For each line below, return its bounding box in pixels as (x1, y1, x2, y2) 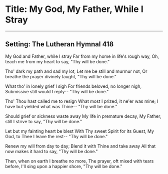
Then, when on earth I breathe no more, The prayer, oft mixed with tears (5, 158, 154, 164)
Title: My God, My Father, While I (5, 3, 143, 15)
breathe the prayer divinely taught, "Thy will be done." (5, 73, 116, 79)
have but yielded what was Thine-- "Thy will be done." (5, 103, 117, 109)
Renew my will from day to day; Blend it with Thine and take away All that (5, 143, 156, 149)
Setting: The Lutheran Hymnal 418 (5, 40, 114, 48)
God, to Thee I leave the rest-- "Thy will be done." (5, 133, 108, 139)
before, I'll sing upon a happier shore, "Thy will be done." (5, 163, 122, 169)
